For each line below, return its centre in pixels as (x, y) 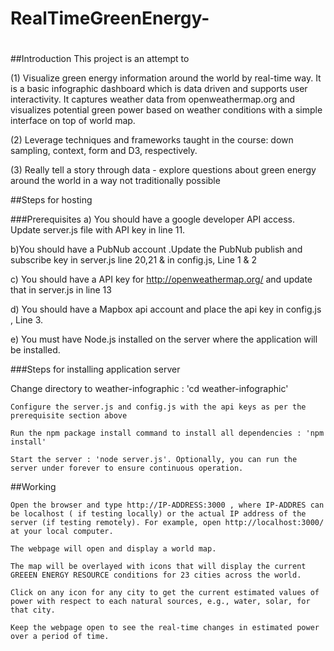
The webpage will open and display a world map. (113, 549)
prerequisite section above (69, 416)
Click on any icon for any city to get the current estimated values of (165, 593)
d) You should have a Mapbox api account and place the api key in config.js (166, 309)
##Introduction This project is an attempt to (100, 59)
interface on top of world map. (73, 121)
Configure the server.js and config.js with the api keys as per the (158, 407)
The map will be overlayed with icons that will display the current (158, 567)
